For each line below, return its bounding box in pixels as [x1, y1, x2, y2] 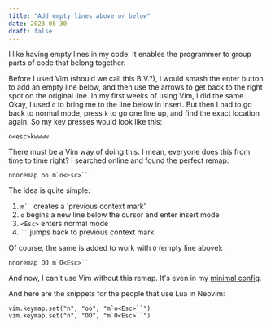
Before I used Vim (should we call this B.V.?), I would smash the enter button [8, 74, 264, 84]
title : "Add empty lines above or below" [8, 11, 151, 20]
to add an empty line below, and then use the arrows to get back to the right [8, 82, 263, 92]
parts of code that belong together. [8, 58, 126, 68]
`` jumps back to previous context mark [20, 227, 155, 237]
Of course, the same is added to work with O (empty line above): [8, 243, 224, 253]
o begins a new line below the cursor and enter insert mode [20, 210, 220, 220]
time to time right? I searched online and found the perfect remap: [8, 155, 229, 165]
